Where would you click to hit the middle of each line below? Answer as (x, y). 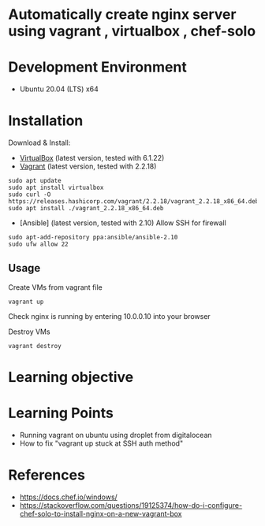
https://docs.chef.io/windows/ (69, 497)
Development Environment (97, 67)
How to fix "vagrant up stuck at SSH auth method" (101, 443)
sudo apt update (35, 181)
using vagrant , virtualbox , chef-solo (132, 31)
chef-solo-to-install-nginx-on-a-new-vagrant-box (101, 513)
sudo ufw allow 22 (38, 244)
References (47, 475)
